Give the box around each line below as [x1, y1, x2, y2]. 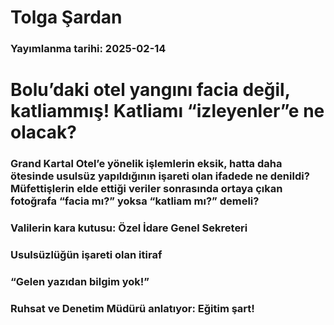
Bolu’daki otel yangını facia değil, [10, 79, 291, 101]
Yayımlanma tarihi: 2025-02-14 [10, 42, 167, 56]
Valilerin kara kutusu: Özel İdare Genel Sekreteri [10, 221, 248, 235]
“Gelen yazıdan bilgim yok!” [10, 274, 150, 288]
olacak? [10, 121, 77, 144]
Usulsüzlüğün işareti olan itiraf [10, 248, 163, 262]
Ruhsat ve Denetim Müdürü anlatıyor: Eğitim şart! [10, 301, 255, 315]
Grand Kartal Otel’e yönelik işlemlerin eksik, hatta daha [10, 157, 283, 171]
